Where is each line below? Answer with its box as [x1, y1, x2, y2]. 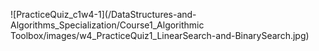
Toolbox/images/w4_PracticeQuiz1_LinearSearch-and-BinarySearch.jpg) [10, 30, 310, 41]
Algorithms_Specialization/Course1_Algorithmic [10, 19, 205, 31]
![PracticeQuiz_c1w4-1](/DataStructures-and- [10, 9, 197, 20]
